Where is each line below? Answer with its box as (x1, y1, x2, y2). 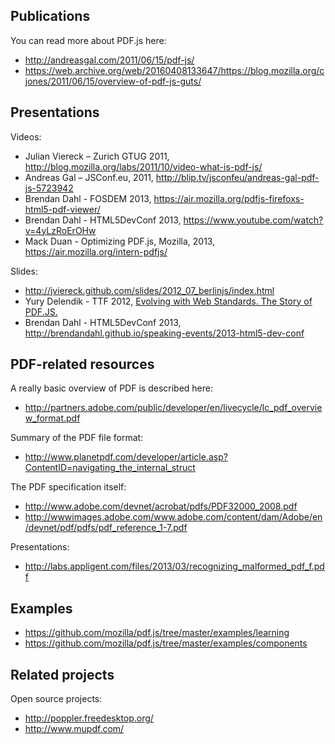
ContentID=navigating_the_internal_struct (24, 462, 196, 474)
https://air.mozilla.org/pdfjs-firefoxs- (153, 192, 305, 204)
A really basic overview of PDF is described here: (10, 382, 213, 394)
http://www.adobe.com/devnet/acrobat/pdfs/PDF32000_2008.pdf (24, 500, 298, 513)
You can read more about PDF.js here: (10, 34, 167, 46)
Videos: (10, 130, 42, 143)
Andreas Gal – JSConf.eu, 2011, (24, 171, 154, 183)
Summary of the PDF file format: (10, 432, 144, 444)
